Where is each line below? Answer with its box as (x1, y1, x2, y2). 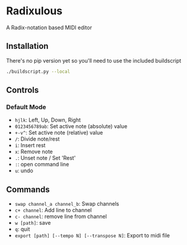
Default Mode (6, 103, 46, 111)
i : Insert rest (14, 142, 46, 149)
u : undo (14, 167, 34, 174)
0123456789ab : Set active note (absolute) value (14, 123, 128, 130)
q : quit (14, 225, 30, 233)
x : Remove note (14, 148, 53, 156)
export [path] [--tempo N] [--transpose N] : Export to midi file (14, 232, 170, 239)
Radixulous (6, 4, 63, 18)
